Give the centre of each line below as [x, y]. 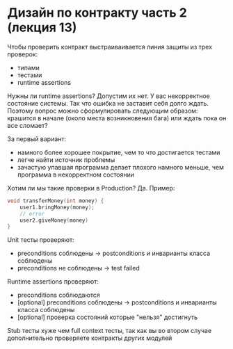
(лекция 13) [42, 27]
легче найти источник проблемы [66, 160]
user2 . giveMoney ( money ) [54, 220]
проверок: [23, 54]
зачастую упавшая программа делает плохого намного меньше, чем [121, 167]
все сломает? [27, 125]
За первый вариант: [37, 139]
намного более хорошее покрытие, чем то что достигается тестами [119, 152]
